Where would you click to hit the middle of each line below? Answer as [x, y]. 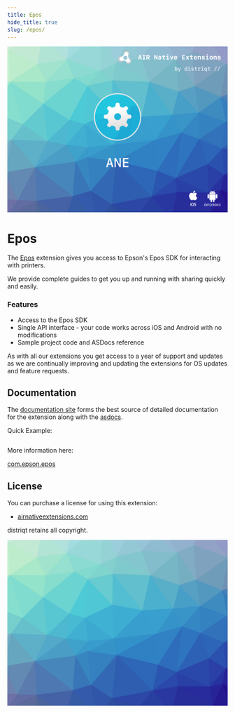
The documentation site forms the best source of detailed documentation [113, 410]
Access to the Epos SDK [52, 320]
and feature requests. [38, 371]
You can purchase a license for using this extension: [83, 503]
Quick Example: [30, 431]
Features [23, 305]
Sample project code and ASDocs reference [81, 342]
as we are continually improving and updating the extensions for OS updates [117, 363]
